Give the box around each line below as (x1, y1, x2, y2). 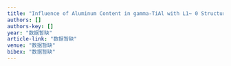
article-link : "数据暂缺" (7, 36, 78, 43)
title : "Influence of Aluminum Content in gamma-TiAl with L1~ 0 (7, 10, 198, 17)
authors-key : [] (7, 23, 54, 30)
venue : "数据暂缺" (7, 42, 56, 49)
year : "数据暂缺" (7, 29, 53, 36)
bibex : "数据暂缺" (7, 49, 56, 56)
